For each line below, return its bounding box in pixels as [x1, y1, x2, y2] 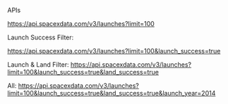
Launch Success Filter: [7, 33, 74, 41]
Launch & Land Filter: [7, 60, 69, 69]
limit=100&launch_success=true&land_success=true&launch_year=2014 [7, 89, 216, 97]
